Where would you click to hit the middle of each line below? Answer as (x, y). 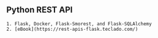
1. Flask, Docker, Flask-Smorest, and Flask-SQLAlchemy (79, 24)
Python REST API (39, 10)
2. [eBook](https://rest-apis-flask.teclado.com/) (72, 29)
